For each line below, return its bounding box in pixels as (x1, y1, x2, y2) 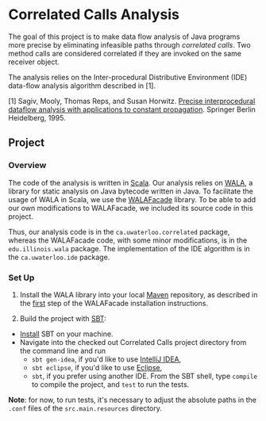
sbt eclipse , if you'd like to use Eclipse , (31, 362, 163, 372)
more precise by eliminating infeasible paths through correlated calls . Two (8, 40, 252, 49)
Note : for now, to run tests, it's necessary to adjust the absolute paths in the (8, 395, 256, 404)
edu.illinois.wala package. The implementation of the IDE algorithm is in (8, 243, 250, 253)
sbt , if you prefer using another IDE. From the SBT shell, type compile (31, 371, 258, 381)
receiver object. (8, 57, 60, 67)
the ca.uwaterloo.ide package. (8, 252, 110, 262)
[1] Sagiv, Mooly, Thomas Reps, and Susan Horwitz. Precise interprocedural (8, 96, 256, 105)
